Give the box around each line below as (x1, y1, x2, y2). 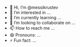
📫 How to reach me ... (9, 25, 55, 31)
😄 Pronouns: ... (9, 32, 41, 38)
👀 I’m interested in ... (9, 10, 51, 15)
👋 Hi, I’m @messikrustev (9, 5, 58, 10)
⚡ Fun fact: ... (9, 37, 36, 43)
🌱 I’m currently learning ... (9, 15, 62, 20)
